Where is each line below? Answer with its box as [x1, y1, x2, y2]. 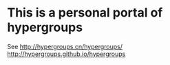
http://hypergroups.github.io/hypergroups [7, 50, 126, 58]
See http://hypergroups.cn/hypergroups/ [7, 42, 123, 50]
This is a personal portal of [7, 5, 163, 21]
